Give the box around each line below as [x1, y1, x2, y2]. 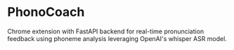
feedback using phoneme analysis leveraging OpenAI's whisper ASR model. [7, 34, 227, 42]
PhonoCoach [7, 4, 85, 20]
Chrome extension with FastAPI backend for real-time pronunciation [7, 27, 204, 35]
